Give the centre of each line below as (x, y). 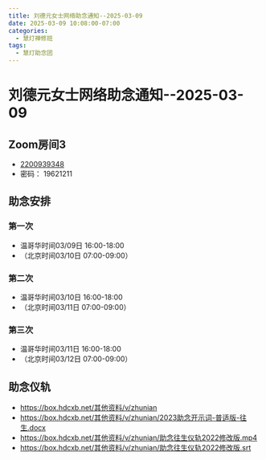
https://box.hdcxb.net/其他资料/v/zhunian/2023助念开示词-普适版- (130, 417)
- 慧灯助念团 (35, 53)
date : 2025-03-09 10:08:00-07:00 (64, 23)
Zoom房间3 (37, 144)
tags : (17, 46)
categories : (28, 31)
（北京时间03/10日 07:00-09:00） (76, 255)
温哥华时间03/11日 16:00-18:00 (71, 349)
